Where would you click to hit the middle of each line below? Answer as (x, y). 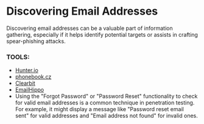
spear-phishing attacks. (36, 41)
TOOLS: (18, 57)
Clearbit (25, 83)
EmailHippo (30, 90)
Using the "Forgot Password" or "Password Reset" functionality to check (106, 97)
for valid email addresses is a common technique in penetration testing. (105, 103)
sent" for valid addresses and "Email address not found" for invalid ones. (106, 116)
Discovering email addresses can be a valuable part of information (90, 28)
